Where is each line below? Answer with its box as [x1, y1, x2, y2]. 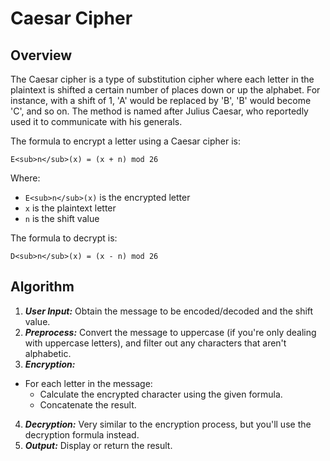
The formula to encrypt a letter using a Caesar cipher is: [10, 135, 241, 147]
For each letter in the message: [24, 377, 153, 389]
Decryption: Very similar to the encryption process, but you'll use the [24, 418, 312, 430]
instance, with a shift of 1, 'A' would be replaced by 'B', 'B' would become [10, 95, 312, 106]
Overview [10, 47, 73, 64]
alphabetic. [24, 347, 72, 359]
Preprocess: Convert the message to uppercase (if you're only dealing [24, 326, 317, 338]
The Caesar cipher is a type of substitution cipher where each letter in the [10, 73, 315, 85]
